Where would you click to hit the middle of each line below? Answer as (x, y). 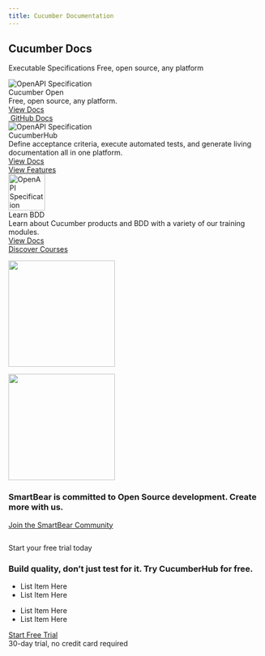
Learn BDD (27, 215)
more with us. (36, 507)
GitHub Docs (32, 118)
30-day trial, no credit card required (68, 644)
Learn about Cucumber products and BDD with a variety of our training (127, 224)
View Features (32, 170)
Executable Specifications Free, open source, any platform (106, 68)
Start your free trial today (50, 547)
